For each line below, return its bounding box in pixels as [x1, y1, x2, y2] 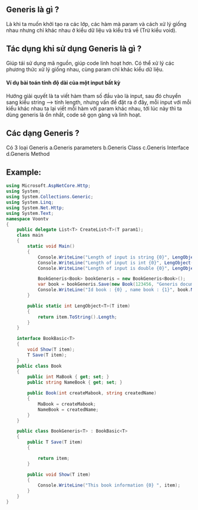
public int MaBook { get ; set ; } [27, 374, 110, 380]
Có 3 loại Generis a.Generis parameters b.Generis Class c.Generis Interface [6, 144, 190, 151]
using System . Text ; [6, 210, 54, 216]
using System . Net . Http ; [6, 205, 65, 211]
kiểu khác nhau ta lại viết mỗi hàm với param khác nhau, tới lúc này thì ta [6, 104, 182, 112]
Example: [6, 168, 41, 178]
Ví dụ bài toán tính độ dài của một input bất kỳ [6, 79, 121, 86]
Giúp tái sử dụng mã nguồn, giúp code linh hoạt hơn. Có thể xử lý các [6, 59, 175, 67]
